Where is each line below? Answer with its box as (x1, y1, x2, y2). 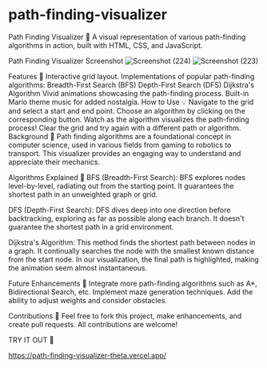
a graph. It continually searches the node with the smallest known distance (8, 246, 255, 255)
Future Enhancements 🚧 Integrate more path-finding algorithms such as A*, (8, 278, 257, 288)
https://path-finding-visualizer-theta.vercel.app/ (8, 350, 166, 360)
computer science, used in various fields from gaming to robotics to (8, 140, 232, 150)
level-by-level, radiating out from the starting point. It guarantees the (8, 181, 234, 190)
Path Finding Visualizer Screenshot (8, 56, 124, 66)
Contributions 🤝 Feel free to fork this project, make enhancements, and (8, 310, 242, 321)
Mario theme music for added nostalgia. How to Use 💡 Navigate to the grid (8, 97, 254, 106)
